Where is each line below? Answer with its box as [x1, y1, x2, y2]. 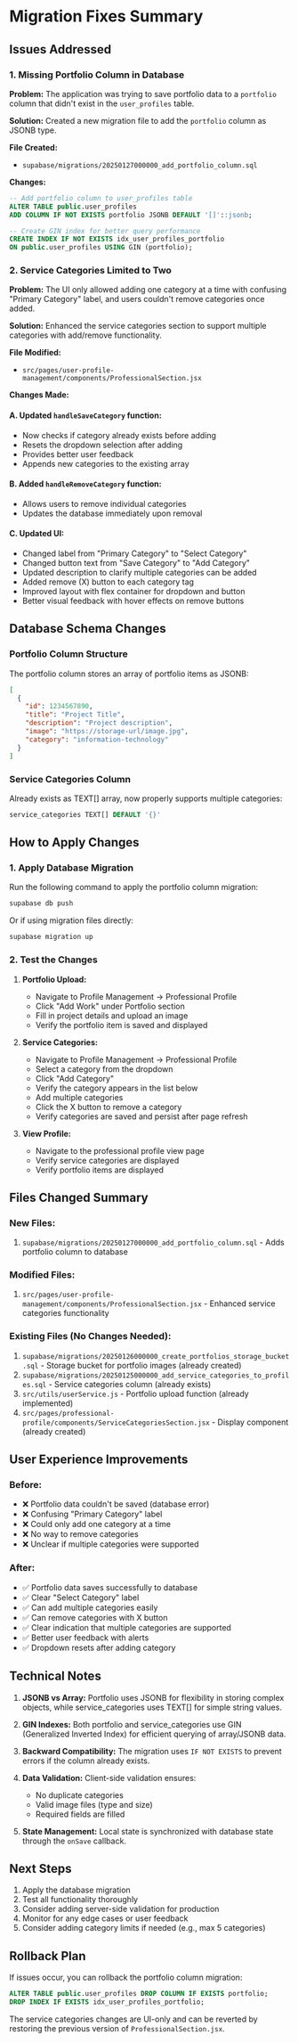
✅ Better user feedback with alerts [21, 1632, 149, 1643]
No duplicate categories [35, 1789, 125, 1801]
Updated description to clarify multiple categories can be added [21, 568, 257, 578]
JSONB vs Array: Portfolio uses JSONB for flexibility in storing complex [21, 1692, 285, 1703]
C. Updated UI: [9, 528, 65, 539]
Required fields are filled [35, 1809, 125, 1819]
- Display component [212, 1417, 289, 1427]
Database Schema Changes [9, 621, 166, 636]
